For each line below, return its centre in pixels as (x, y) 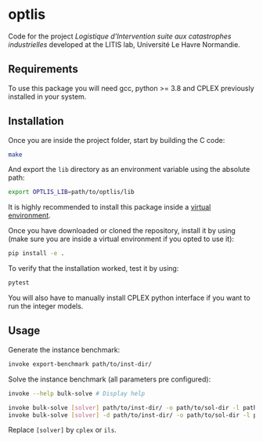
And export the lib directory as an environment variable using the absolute (129, 170)
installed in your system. (47, 97)
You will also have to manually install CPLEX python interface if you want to (129, 298)
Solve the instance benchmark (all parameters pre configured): (110, 379)
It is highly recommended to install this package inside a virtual (110, 207)
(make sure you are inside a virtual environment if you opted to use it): (121, 239)
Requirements (43, 69)
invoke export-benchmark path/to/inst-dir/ (80, 364)
